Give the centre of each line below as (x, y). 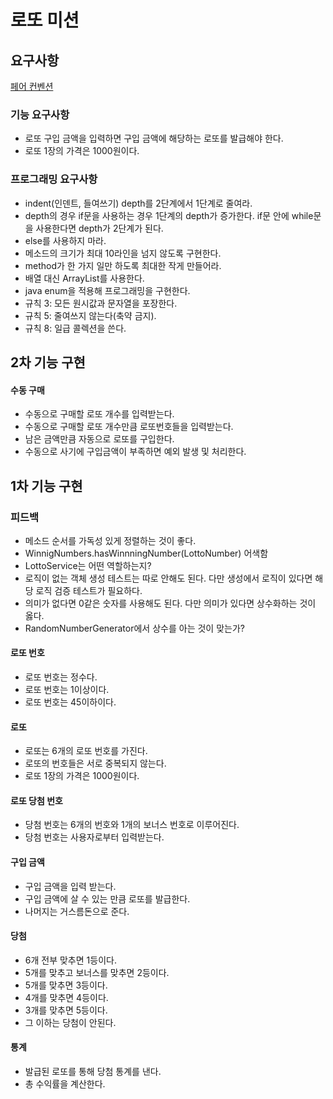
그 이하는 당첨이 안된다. (70, 1022)
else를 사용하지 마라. (65, 240)
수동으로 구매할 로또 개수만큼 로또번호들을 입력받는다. (129, 427)
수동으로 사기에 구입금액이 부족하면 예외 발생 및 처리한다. (135, 452)
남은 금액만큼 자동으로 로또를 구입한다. (99, 439)
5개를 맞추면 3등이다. (66, 985)
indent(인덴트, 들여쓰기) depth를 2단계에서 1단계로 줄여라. (138, 203)
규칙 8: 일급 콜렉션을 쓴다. (75, 328)
